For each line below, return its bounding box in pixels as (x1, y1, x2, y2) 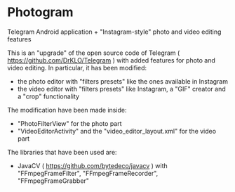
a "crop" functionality (17, 92, 79, 101)
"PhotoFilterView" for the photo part (17, 119, 122, 127)
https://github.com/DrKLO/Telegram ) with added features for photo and (7, 56, 216, 64)
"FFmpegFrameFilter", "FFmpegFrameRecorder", (17, 169, 159, 177)
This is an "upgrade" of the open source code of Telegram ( (7, 49, 180, 57)
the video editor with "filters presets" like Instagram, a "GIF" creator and (17, 84, 226, 93)
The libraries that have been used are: (7, 148, 117, 156)
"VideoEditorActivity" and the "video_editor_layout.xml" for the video (17, 127, 216, 135)
